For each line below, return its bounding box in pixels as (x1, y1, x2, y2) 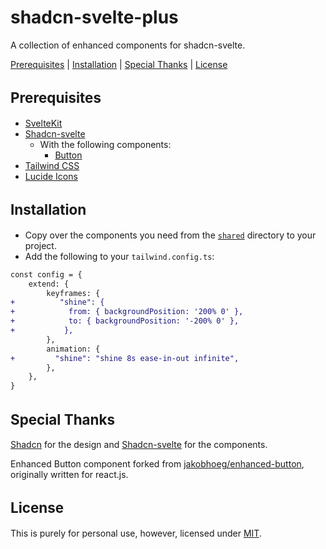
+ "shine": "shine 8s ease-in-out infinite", (10, 353, 240, 363)
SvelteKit (24, 117, 63, 129)
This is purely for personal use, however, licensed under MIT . (10, 527, 262, 540)
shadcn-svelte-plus (10, 6, 179, 29)
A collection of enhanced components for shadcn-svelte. (10, 39, 246, 51)
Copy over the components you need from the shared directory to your (24, 229, 317, 241)
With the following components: (39, 138, 172, 150)
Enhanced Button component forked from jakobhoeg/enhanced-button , (10, 458, 305, 470)
